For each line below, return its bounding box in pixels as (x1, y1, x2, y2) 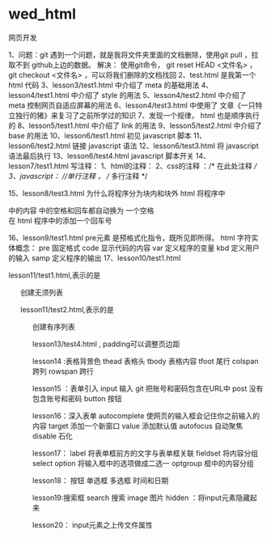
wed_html (8, 5, 77, 23)
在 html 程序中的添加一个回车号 (8, 215, 112, 225)
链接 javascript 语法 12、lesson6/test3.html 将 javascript (72, 141, 259, 150)
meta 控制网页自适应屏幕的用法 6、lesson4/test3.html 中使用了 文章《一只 (8, 100, 256, 110)
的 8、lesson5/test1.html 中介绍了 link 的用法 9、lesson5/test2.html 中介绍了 (8, 121, 262, 130)
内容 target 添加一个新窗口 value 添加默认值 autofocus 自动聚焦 (32, 421, 243, 430)
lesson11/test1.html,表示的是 (8, 270, 101, 280)
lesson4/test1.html (8, 90, 70, 100)
